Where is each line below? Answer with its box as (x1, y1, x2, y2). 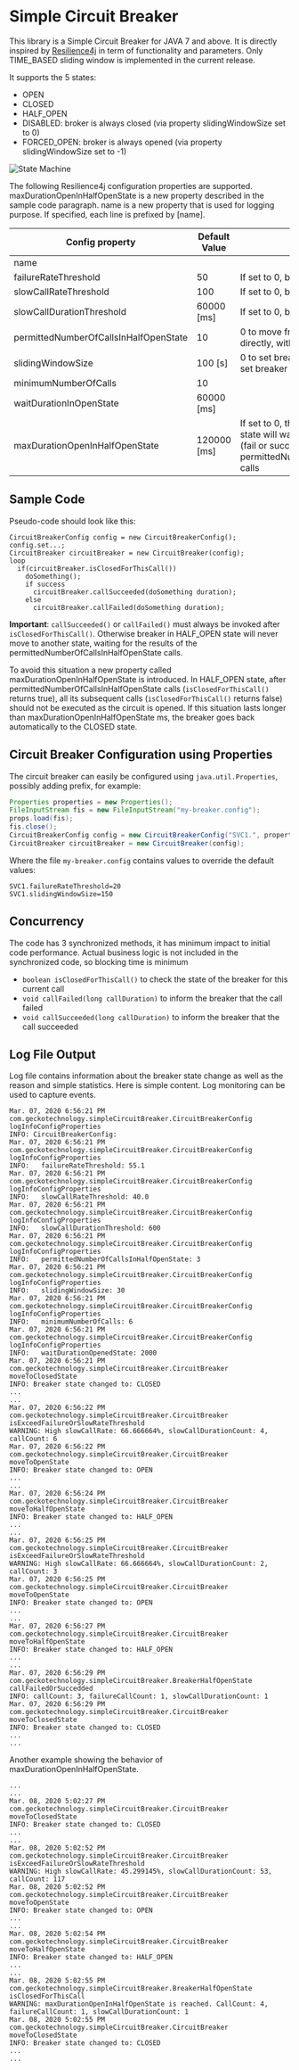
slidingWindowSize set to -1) (21, 145, 127, 157)
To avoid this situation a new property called (9, 664, 172, 675)
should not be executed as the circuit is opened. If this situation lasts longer (9, 702, 287, 713)
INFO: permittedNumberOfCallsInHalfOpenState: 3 (9, 1255, 201, 1264)
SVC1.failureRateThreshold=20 (9, 881, 122, 891)
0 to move (239, 326, 282, 338)
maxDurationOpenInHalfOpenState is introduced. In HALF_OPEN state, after (9, 673, 287, 684)
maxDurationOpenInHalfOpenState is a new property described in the (9, 190, 265, 201)
